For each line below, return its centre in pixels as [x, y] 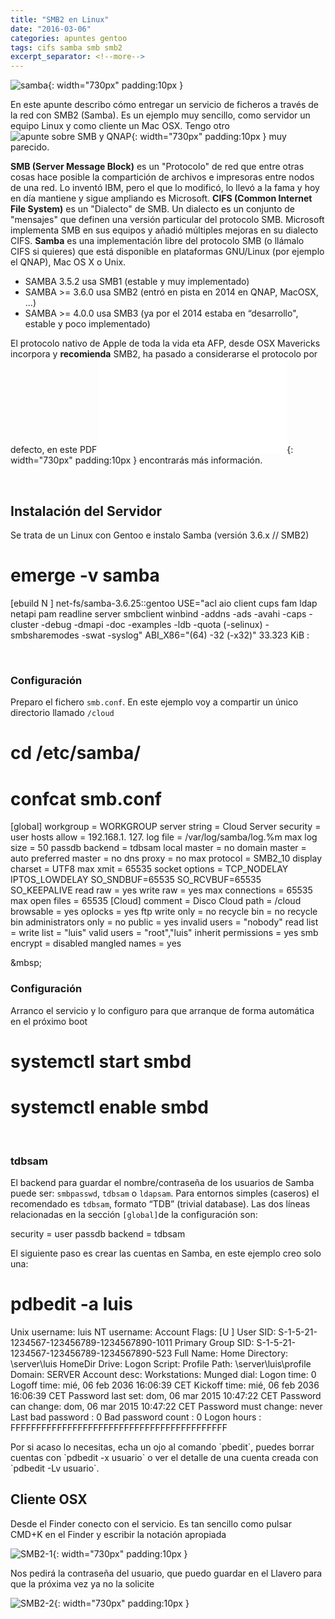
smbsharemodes [45, 635]
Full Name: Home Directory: [231, 1353]
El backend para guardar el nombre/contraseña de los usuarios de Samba [162, 1183]
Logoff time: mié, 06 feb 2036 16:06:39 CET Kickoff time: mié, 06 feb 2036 [165, 1385]
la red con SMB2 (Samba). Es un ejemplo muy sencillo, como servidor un [160, 115]
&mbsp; [26, 963]
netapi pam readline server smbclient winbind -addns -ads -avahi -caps [158, 613]
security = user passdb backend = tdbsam [98, 1234]
